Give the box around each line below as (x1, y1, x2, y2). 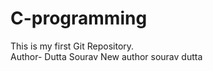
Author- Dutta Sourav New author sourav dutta (10, 50, 203, 62)
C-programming (10, 7, 148, 30)
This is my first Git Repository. (10, 40, 135, 52)
